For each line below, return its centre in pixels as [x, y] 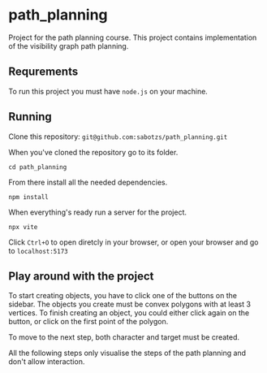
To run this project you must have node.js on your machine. [108, 91]
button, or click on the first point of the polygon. [88, 322]
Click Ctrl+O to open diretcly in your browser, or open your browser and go [133, 242]
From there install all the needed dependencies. [88, 182]
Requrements [43, 72]
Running [30, 117]
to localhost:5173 [39, 250]
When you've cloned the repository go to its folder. [93, 152]
